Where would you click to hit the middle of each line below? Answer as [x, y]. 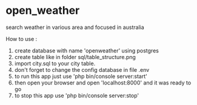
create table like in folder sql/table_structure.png [75, 57]
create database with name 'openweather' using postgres [86, 50]
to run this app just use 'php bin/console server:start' [81, 76]
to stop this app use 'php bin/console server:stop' [77, 95]
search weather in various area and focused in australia [75, 27]
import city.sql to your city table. [55, 63]
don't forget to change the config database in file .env [82, 69]
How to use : [22, 39]
